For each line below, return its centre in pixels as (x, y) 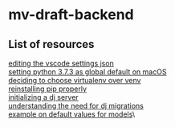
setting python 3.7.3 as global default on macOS (87, 72)
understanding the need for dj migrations (76, 106)
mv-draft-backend (71, 15)
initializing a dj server (43, 97)
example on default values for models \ (72, 114)
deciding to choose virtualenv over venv (75, 80)
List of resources (51, 44)
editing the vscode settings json (61, 63)
